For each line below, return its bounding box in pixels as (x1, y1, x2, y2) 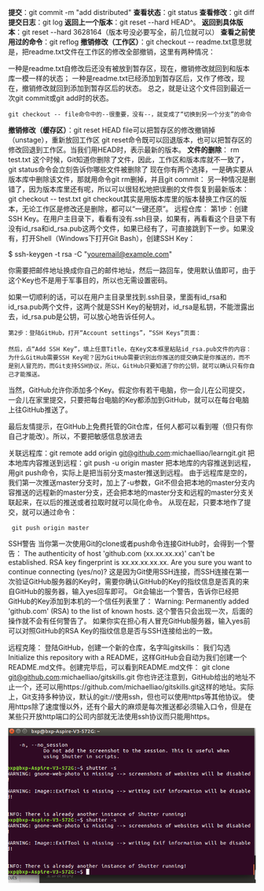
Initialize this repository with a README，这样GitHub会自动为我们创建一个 (8, 653, 247, 662)
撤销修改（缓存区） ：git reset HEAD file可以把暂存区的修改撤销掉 (8, 125, 216, 135)
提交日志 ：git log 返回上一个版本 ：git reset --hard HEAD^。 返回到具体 (8, 17, 237, 27)
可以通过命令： (28, 507, 77, 517)
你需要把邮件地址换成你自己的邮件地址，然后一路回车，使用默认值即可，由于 (8, 265, 256, 275)
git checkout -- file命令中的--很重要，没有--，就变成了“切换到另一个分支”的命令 (8, 110, 252, 118)
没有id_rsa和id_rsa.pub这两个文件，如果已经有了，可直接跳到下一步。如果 (8, 224, 247, 233)
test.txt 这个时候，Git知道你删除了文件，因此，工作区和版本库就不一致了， (8, 155, 249, 164)
